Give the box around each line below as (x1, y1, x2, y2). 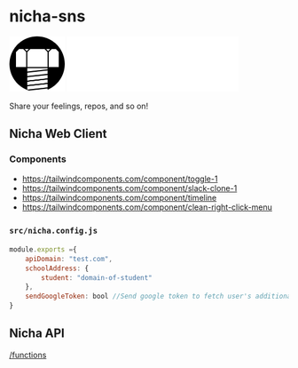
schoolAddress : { (25, 264, 90, 273)
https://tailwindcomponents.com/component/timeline (21, 192, 217, 203)
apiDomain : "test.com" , (25, 254, 114, 263)
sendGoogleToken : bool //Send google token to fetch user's (25, 292, 252, 301)
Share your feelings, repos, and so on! (9, 100, 149, 111)
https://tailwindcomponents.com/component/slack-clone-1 (21, 182, 238, 193)
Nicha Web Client (9, 126, 107, 141)
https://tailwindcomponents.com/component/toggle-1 (21, 173, 218, 184)
